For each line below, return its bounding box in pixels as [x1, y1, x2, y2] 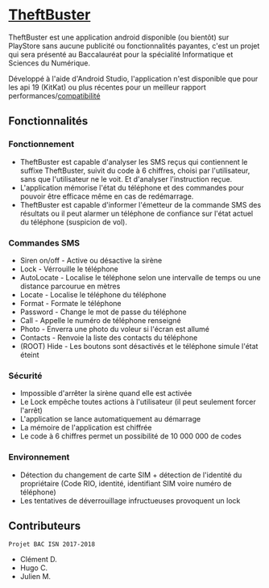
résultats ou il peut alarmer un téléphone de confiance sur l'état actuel [19, 208, 254, 218]
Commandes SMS [8, 237, 81, 248]
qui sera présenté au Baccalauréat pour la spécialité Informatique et [8, 49, 234, 59]
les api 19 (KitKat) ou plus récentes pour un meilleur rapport [8, 82, 207, 92]
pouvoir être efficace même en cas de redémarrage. [19, 191, 194, 201]
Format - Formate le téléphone [19, 298, 122, 308]
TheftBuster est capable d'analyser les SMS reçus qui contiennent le [19, 157, 248, 166]
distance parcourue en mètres [19, 281, 121, 291]
